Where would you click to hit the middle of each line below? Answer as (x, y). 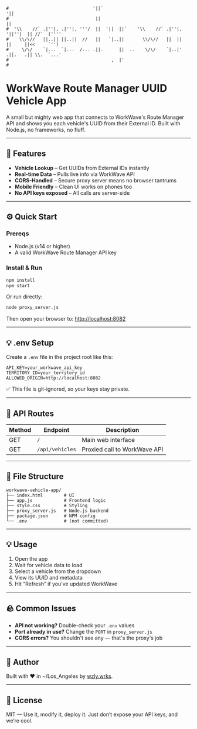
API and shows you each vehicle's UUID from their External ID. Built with (93, 123)
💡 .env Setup (30, 343)
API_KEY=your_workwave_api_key (44, 368)
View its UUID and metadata (49, 577)
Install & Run (24, 268)
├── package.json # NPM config (51, 516)
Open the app (31, 558)
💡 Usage (22, 545)
